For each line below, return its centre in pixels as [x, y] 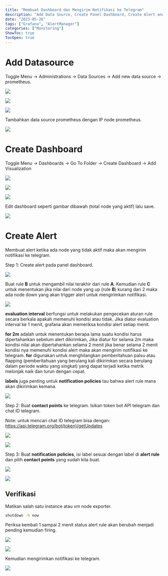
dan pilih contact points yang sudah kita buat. [53, 459]
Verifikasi [20, 494]
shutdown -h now [22, 515]
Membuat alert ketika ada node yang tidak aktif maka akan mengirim [76, 250]
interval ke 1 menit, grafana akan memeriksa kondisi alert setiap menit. [77, 324]
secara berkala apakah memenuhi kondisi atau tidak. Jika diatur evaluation [82, 319]
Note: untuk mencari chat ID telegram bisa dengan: [58, 420]
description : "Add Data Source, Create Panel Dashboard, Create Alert [80, 15]
